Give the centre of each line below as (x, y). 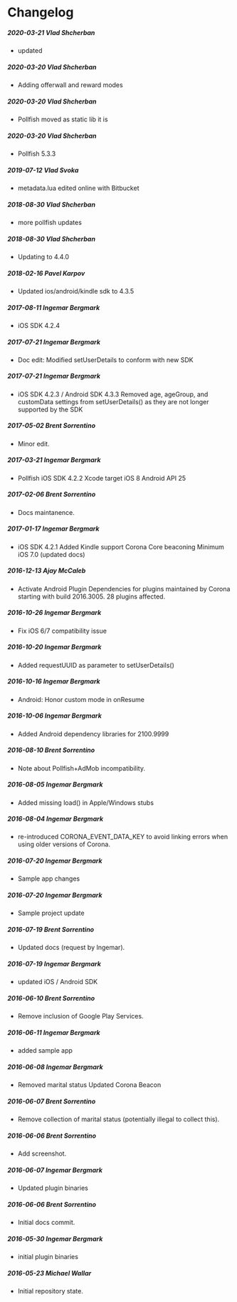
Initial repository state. (50, 1291)
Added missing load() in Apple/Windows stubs (86, 802)
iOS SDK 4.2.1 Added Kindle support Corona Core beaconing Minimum (121, 546)
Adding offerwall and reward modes (70, 85)
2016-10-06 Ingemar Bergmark (54, 716)
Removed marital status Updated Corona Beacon (89, 1085)
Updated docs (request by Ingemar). (71, 948)
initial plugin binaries (48, 1257)
